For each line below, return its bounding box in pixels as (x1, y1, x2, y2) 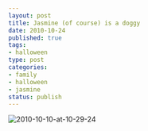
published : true (8, 33, 62, 42)
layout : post (8, 11, 52, 20)
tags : (8, 41, 26, 49)
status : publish (8, 93, 62, 101)
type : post (8, 56, 45, 64)
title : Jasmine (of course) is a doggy (8, 19, 141, 27)
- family (8, 71, 37, 79)
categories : (8, 64, 48, 71)
